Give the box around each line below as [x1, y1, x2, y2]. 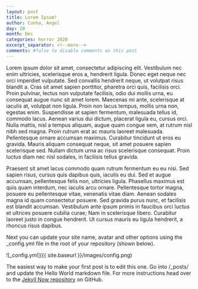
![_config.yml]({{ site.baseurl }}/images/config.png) [6, 251, 132, 258]
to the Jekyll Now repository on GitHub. [6, 276, 103, 283]
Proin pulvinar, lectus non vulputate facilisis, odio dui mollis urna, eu [6, 89, 173, 96]
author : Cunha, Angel [6, 20, 60, 26]
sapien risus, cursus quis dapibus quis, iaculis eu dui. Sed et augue [6, 171, 171, 178]
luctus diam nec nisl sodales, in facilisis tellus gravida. [6, 153, 139, 160]
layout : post [6, 8, 39, 15]
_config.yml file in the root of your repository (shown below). [6, 240, 155, 247]
